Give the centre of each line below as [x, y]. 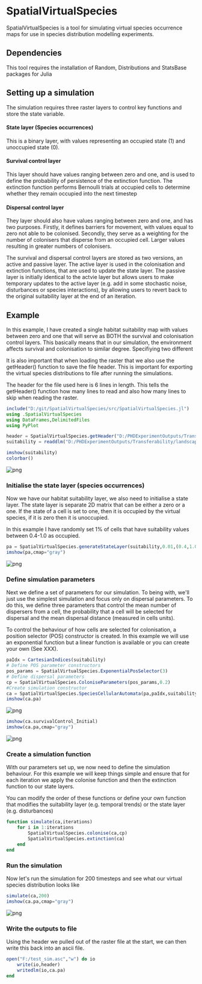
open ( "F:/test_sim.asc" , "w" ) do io [51, 959]
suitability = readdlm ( [36, 442]
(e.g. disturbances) [30, 811]
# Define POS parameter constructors [54, 666]
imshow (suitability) [32, 453]
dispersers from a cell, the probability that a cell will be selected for [90, 612]
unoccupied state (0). [33, 147]
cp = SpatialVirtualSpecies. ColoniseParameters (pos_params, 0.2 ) [88, 682]
